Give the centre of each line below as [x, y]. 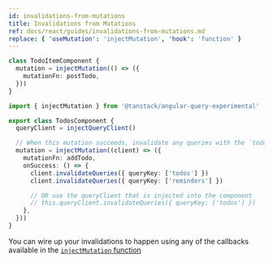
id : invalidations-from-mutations [67, 16]
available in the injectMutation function [75, 250]
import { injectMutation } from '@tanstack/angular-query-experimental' [134, 106]
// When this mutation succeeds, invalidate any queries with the [130, 143]
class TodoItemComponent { [54, 61]
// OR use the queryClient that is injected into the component [141, 195]
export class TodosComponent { [61, 121]
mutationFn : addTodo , [59, 158]
